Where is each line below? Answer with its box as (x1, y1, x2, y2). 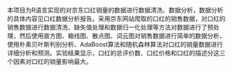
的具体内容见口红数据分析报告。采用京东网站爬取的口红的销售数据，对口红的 (7, 14, 226, 23)
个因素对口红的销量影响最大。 (7, 58, 92, 65)
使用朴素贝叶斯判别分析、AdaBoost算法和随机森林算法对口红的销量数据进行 (7, 40, 224, 48)
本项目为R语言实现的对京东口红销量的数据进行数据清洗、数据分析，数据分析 (7, 6, 224, 14)
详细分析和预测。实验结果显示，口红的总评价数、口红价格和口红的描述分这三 (7, 49, 226, 57)
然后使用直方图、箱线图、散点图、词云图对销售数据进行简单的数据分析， (19, 32, 226, 40)
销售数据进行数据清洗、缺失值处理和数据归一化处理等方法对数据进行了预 (7, 23, 213, 31)
